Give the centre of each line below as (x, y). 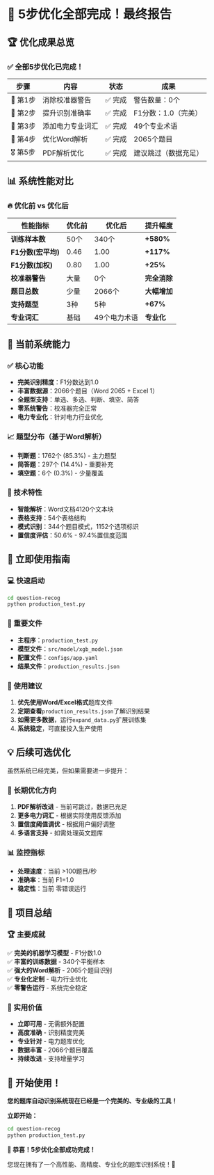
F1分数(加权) (32, 265)
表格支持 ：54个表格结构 (52, 518)
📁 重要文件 (25, 624)
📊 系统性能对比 (41, 181)
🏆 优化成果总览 (41, 42)
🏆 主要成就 (26, 934)
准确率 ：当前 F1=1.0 (46, 880)
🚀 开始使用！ (34, 1083)
